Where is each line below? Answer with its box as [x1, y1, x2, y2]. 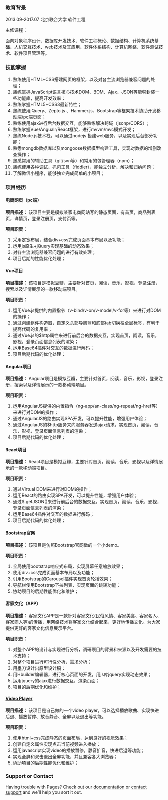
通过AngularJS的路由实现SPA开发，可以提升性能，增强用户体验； [12, 416, 148, 422]
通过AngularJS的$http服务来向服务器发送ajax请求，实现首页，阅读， [12, 422, 154, 428]
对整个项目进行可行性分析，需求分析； [12, 659, 92, 665]
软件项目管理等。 [14, 50, 49, 56]
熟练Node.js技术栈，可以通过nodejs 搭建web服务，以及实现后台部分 [12, 132, 154, 138]
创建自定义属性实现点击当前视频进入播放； [12, 741, 101, 747]
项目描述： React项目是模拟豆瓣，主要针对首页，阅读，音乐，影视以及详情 [5, 459, 159, 465]
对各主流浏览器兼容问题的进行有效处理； [12, 249, 96, 255]
